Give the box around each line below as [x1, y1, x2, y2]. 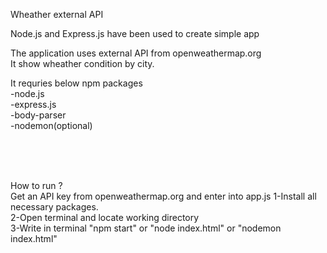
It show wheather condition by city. [10, 58, 155, 69]
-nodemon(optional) [10, 120, 93, 131]
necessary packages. [10, 201, 99, 213]
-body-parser [10, 109, 67, 121]
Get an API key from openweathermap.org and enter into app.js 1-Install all [10, 190, 317, 202]
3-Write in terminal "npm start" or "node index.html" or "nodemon [10, 222, 282, 234]
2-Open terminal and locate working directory [10, 212, 200, 223]
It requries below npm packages [10, 77, 143, 89]
